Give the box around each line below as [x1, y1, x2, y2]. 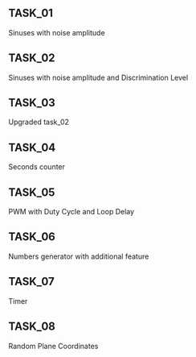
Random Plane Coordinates [8, 341, 99, 351]
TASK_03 [8, 96, 56, 110]
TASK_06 [8, 230, 56, 244]
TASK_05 [8, 185, 55, 199]
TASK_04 [8, 140, 56, 154]
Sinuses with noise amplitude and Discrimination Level [8, 73, 189, 82]
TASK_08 [8, 320, 56, 334]
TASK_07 [8, 275, 55, 289]
